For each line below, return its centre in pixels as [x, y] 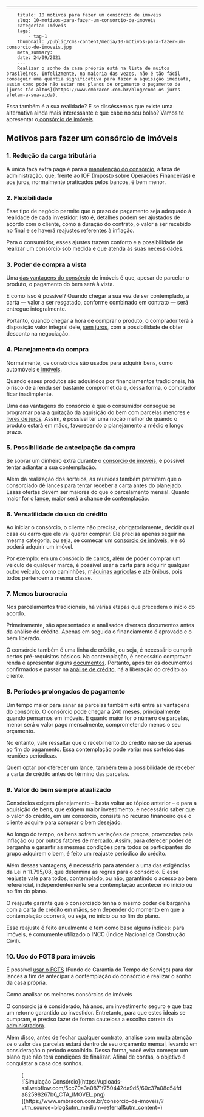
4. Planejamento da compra [48, 350]
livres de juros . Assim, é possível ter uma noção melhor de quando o [92, 418]
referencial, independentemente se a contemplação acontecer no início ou [99, 885]
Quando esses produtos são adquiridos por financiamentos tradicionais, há [100, 381]
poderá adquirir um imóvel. [40, 547]
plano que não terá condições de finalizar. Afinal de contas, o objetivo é [96, 1057]
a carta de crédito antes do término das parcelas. [68, 773]
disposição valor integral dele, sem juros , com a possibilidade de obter [95, 327]
